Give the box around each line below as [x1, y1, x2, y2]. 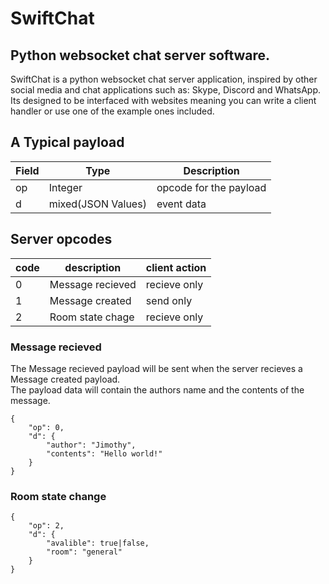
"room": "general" [46, 547, 123, 557]
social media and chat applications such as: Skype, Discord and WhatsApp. [10, 84, 322, 96]
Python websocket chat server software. [10, 47, 271, 64]
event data [156, 197, 207, 211]
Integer [48, 180, 83, 194]
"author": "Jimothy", [46, 440, 137, 450]
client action [145, 260, 207, 274]
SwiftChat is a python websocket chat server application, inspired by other [10, 73, 318, 85]
